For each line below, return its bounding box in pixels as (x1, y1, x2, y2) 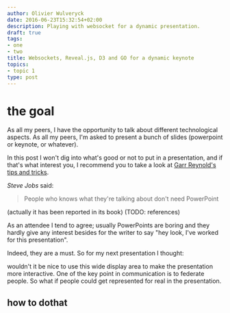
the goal (7, 103, 55, 118)
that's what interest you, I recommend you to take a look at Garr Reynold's (7, 161, 217, 169)
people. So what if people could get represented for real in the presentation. (7, 277, 222, 285)
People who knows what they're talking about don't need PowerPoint (23, 195, 219, 203)
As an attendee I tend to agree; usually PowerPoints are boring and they (7, 221, 210, 229)
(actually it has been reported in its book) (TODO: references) (7, 208, 180, 216)
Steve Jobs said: (7, 181, 54, 190)
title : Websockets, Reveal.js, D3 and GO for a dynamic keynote (7, 55, 194, 62)
